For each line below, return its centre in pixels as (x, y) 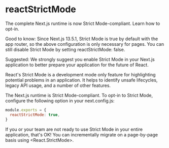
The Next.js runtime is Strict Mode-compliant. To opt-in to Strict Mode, (79, 95)
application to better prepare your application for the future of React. (77, 65)
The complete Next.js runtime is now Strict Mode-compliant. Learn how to (83, 23)
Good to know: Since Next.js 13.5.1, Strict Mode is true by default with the (82, 39)
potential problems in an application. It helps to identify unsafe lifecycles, (81, 80)
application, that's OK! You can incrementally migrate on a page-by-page (82, 135)
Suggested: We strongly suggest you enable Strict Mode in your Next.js (80, 59)
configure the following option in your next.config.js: (60, 101)
